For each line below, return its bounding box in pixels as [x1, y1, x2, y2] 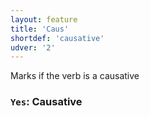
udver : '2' [10, 42, 56, 53]
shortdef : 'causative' [10, 33, 105, 43]
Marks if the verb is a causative [10, 70, 140, 82]
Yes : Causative [10, 95, 83, 109]
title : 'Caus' [10, 24, 70, 34]
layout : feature [10, 14, 78, 25]
